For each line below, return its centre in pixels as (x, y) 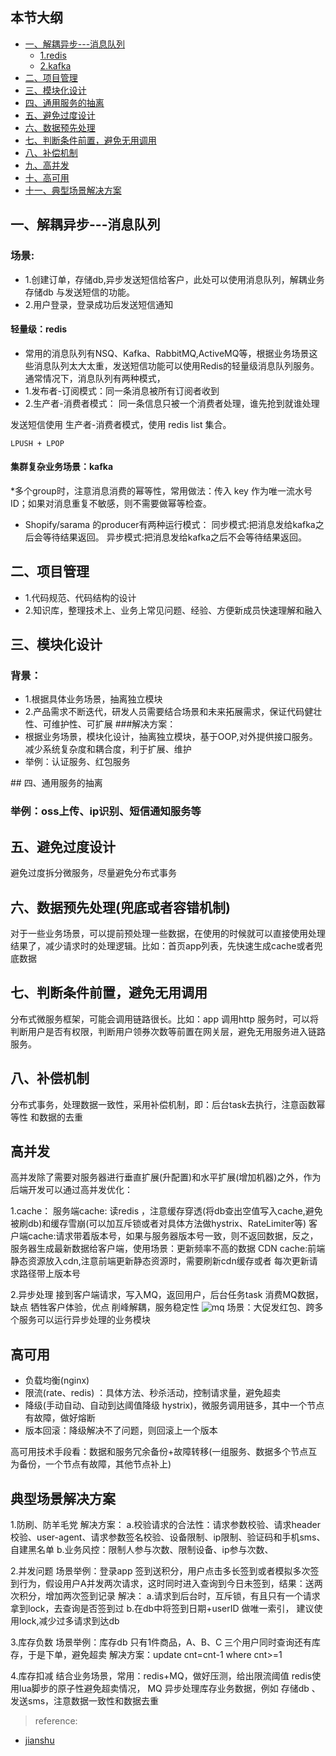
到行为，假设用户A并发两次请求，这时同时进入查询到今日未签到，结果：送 (162, 1584)
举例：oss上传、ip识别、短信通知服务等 (106, 811)
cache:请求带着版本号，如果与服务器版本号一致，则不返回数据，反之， (173, 1236)
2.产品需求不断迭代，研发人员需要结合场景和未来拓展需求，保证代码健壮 (173, 712)
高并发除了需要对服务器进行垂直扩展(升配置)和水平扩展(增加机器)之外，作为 (166, 1177)
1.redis (53, 55)
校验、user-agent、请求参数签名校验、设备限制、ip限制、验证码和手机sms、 (168, 1537)
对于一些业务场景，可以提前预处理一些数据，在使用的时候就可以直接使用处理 (168, 933)
